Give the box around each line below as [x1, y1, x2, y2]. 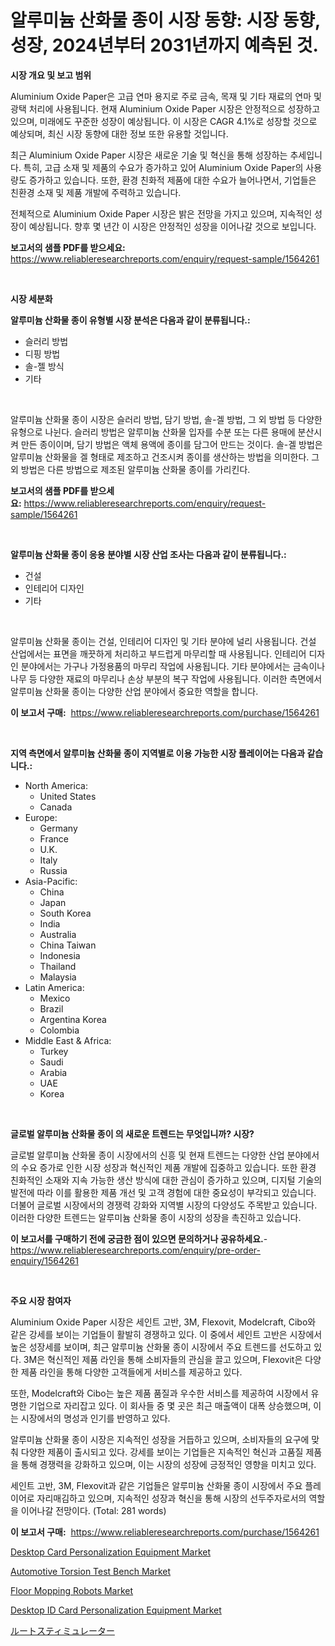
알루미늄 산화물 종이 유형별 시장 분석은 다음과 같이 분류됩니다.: [10, 314, 251, 326]
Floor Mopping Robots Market [10, 1584, 134, 1596]
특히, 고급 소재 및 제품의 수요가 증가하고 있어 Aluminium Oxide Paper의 [23, 161, 304, 173]
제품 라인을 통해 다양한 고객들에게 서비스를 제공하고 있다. [20, 1366, 243, 1378]
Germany [39, 822, 78, 834]
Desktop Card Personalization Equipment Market [10, 1546, 212, 1558]
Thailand [39, 960, 77, 972]
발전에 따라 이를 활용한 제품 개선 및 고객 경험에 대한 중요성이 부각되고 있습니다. [10, 1186, 317, 1198]
